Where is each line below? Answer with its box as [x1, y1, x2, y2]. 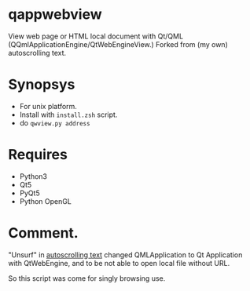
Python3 [19, 171, 47, 181]
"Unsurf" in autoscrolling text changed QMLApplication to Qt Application [8, 249, 243, 260]
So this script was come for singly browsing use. [8, 273, 166, 283]
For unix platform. [19, 101, 77, 111]
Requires [8, 146, 68, 164]
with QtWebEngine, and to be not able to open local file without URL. [8, 258, 230, 267]
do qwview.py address [19, 118, 90, 127]
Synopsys [8, 76, 75, 93]
